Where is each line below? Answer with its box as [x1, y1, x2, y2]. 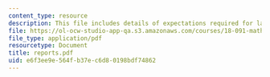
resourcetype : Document [8, 42, 88, 50]
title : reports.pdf [8, 49, 74, 57]
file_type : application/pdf [8, 34, 103, 43]
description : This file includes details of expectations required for [8, 19, 253, 27]
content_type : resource [8, 11, 88, 20]
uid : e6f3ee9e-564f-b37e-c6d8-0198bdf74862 [8, 57, 157, 65]
